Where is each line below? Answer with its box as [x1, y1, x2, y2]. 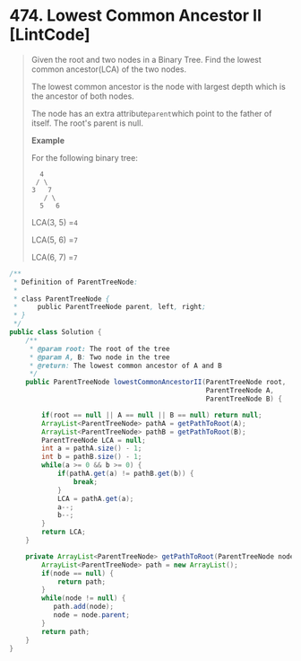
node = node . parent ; [53, 611, 130, 620]
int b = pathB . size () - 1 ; [41, 453, 142, 462]
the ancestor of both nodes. [30, 91, 134, 101]
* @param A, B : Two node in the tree [29, 352, 170, 362]
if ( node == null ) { [41, 568, 115, 577]
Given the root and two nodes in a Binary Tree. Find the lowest [30, 54, 262, 65]
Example [30, 135, 65, 145]
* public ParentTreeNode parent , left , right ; [13, 303, 206, 312]
